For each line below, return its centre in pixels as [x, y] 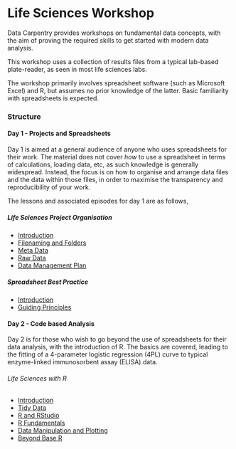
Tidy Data [32, 408]
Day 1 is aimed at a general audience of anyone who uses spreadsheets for [117, 149]
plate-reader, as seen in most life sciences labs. [77, 69]
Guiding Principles [44, 307]
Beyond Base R [40, 438]
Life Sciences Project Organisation [60, 217]
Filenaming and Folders [52, 243]
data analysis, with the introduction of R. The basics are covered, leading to [118, 347]
